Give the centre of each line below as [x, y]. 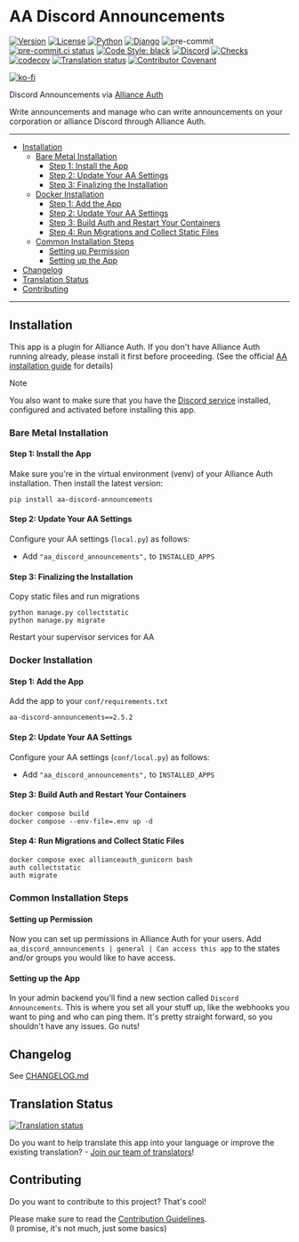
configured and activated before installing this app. [103, 409]
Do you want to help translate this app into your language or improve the [142, 1142]
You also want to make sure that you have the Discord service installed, [140, 400]
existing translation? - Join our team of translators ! [102, 1152]
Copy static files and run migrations [74, 596]
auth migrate [33, 876]
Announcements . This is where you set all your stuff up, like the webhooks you [149, 1008]
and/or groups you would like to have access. [93, 958]
